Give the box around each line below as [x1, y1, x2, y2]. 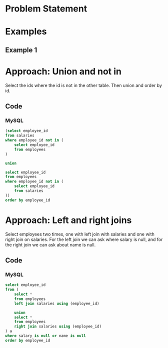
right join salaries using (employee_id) [14, 324, 101, 329]
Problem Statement [5, 3, 87, 14]
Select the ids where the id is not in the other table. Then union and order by [5, 82, 162, 88]
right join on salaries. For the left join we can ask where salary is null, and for [5, 236, 163, 242]
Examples [5, 26, 47, 37]
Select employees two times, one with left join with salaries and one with [5, 231, 155, 237]
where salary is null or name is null [5, 333, 86, 338]
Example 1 [5, 45, 37, 54]
